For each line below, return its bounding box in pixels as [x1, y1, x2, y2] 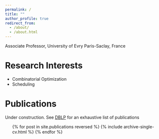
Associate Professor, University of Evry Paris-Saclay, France [5, 43, 126, 49]
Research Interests [5, 60, 83, 71]
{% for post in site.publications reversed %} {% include [12, 123, 123, 129]
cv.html [12, 129, 27, 135]
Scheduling [12, 81, 35, 87]
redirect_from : [5, 20, 36, 26]
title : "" [5, 12, 25, 17]
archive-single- [123, 123, 154, 129]
